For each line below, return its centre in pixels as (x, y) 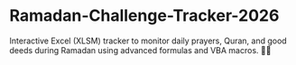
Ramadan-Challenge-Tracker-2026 (144, 16)
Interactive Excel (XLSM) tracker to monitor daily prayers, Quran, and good (148, 41)
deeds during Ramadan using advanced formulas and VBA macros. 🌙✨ (140, 50)
